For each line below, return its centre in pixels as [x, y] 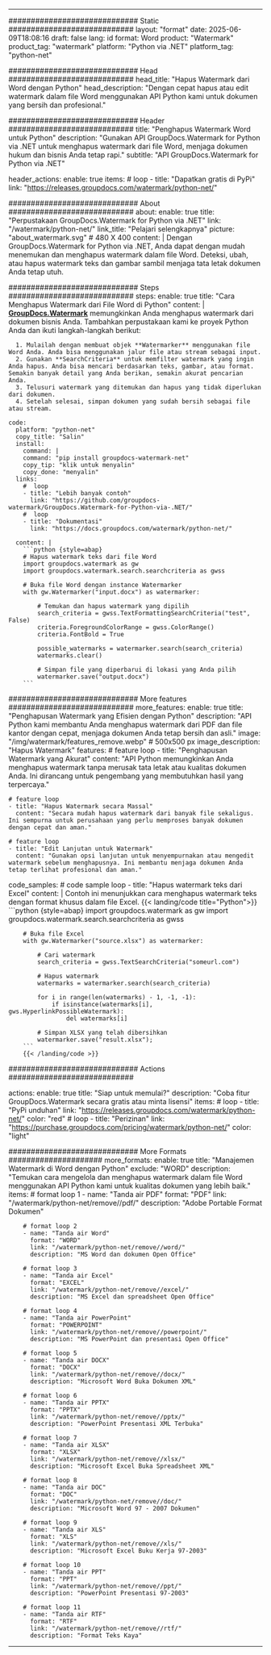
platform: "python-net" [55, 430]
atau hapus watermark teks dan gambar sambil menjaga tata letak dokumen [134, 263]
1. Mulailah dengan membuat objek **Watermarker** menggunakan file [133, 345]
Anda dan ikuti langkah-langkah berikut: [75, 330]
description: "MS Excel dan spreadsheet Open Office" [122, 1297]
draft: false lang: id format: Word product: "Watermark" [142, 38]
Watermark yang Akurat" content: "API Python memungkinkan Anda [121, 759]
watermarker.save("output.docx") [94, 677]
